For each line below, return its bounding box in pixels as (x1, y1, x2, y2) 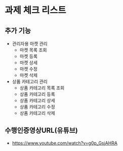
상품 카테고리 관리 (12, 79, 48, 84)
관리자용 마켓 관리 (12, 41, 48, 46)
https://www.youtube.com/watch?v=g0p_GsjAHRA (12, 140, 117, 146)
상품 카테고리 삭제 (19, 110, 55, 116)
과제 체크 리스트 (5, 5, 66, 16)
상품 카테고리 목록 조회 (19, 85, 65, 91)
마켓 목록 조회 (19, 47, 47, 53)
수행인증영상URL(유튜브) (5, 126, 78, 135)
